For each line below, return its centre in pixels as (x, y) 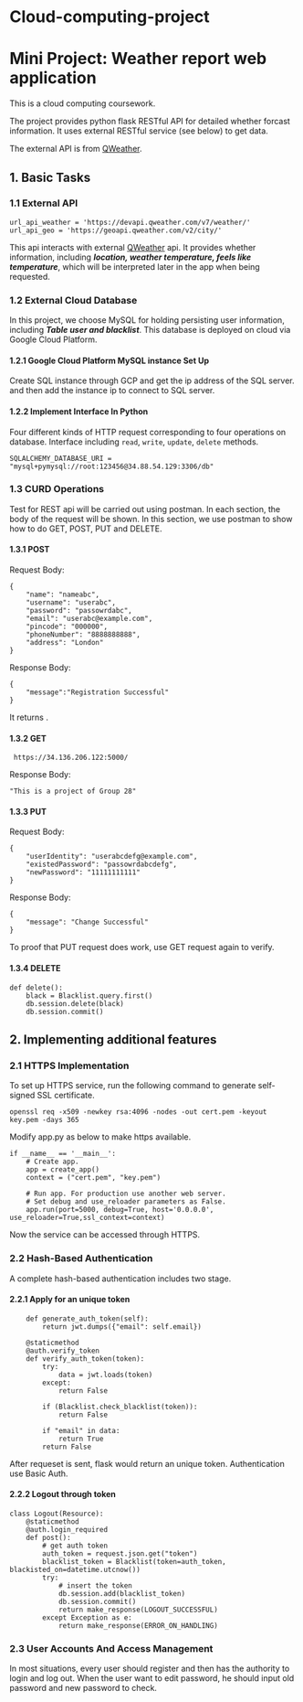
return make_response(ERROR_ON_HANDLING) (138, 1626)
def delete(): (37, 988)
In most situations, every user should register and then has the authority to (150, 1669)
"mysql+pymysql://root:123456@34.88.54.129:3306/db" (112, 466)
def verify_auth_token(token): (85, 1359)
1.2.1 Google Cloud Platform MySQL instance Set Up (110, 360)
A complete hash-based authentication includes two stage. (120, 1279)
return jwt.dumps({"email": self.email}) (122, 1327)
